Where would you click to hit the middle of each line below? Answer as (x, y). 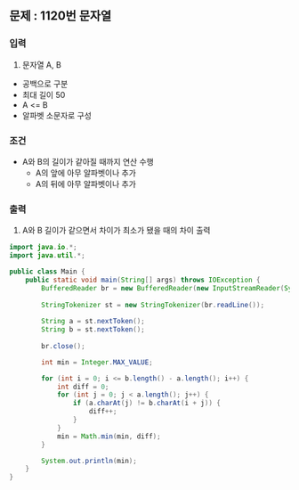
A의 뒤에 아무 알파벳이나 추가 (85, 184)
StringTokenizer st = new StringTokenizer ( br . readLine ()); (153, 305)
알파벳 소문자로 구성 (57, 115)
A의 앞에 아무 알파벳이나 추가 (85, 173)
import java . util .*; (48, 256)
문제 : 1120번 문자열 (61, 16)
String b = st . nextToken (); (93, 330)
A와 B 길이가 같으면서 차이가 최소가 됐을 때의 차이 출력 (116, 231)
